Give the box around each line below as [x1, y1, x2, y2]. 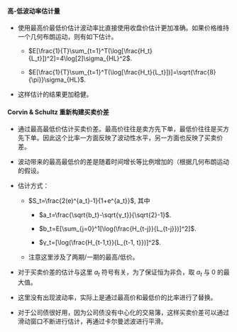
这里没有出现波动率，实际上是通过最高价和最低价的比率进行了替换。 [17, 293, 217, 301]
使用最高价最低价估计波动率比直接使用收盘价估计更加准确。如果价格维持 [17, 23, 229, 32]
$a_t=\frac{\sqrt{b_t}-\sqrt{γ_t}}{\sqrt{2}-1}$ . [38, 211, 172, 219]
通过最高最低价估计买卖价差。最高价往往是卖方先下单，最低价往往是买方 [17, 125, 229, 133]
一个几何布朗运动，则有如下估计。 [17, 33, 118, 41]
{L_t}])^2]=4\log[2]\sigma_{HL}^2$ [28, 54, 131, 63]
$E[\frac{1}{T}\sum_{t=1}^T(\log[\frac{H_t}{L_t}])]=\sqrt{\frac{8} [28, 68, 216, 77]
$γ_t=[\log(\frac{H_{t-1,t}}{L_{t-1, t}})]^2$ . [38, 238, 162, 247]
